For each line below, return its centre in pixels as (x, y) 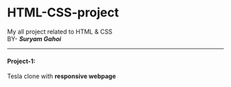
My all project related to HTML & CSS (60, 32)
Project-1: (21, 61)
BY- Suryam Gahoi (34, 38)
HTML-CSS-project (63, 13)
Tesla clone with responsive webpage (62, 76)
